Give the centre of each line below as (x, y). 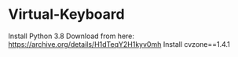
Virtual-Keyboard (66, 14)
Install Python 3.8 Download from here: (71, 36)
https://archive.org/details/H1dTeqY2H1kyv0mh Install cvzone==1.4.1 (119, 44)
